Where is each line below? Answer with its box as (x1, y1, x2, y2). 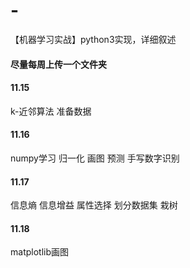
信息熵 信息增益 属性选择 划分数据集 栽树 (10, 199, 178, 211)
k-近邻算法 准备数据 (10, 105, 92, 117)
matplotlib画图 (10, 246, 69, 258)
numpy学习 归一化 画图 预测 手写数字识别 (10, 152, 180, 164)
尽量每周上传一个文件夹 (10, 58, 107, 70)
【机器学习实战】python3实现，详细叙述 (10, 33, 177, 45)
